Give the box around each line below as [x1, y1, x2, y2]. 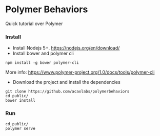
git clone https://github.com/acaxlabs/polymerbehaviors [5, 89, 130, 94]
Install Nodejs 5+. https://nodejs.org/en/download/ [12, 45, 120, 51]
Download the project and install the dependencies [12, 79, 121, 85]
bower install [5, 98, 36, 103]
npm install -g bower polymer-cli [5, 60, 79, 65]
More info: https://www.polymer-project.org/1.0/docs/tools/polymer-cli [5, 69, 155, 75]
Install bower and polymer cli [12, 50, 74, 57]
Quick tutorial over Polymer [5, 20, 63, 27]
